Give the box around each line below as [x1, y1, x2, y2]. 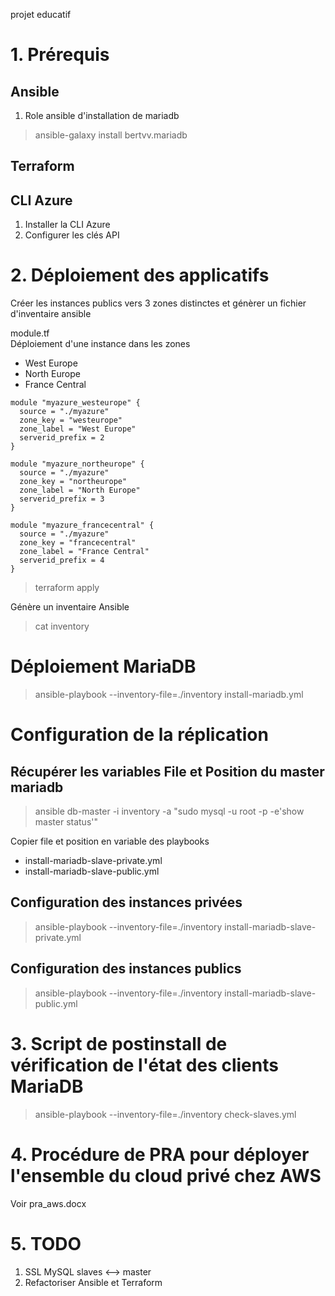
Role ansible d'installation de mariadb [24, 110, 180, 121]
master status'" [34, 816, 98, 828]
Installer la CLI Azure [24, 219, 111, 231]
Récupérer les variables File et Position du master [10, 763, 325, 780]
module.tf [10, 327, 50, 339]
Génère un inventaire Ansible [10, 601, 130, 613]
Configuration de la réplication [10, 724, 269, 746]
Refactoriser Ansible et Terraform [24, 1276, 163, 1288]
